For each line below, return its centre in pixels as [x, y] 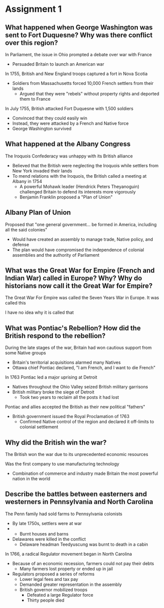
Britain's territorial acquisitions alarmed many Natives [66, 362]
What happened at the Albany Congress [68, 144]
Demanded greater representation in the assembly [71, 584]
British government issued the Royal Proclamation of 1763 [71, 417]
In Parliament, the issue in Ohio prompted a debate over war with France [79, 55]
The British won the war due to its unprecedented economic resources [77, 455]
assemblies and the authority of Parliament [56, 255]
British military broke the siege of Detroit [53, 392]
